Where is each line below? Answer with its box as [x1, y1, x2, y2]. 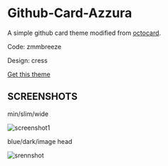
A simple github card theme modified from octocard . [7, 28, 162, 37]
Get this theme [7, 70, 51, 78]
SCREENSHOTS [7, 90, 78, 103]
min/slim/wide [7, 109, 49, 118]
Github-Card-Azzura [7, 5, 132, 21]
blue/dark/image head [7, 137, 73, 145]
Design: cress [7, 56, 48, 65]
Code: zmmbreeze [7, 42, 62, 51]
